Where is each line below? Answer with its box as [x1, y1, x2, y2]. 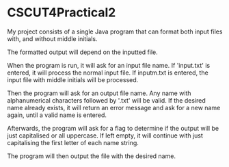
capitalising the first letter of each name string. [7, 138, 139, 146]
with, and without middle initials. [7, 34, 98, 42]
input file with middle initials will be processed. [7, 75, 139, 83]
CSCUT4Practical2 [7, 5, 116, 21]
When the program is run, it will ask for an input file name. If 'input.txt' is [7, 61, 211, 69]
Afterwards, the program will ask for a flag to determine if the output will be [7, 124, 219, 132]
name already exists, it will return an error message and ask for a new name [7, 103, 221, 112]
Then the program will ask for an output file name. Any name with [7, 89, 191, 97]
